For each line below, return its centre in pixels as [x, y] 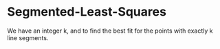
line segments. [28, 37]
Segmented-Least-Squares [87, 12]
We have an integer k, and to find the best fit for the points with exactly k [110, 31]
